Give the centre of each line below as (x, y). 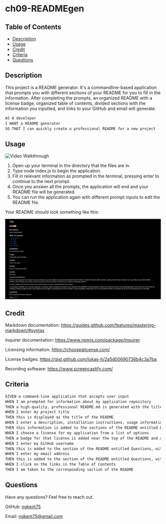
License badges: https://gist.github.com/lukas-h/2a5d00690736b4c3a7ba (81, 359)
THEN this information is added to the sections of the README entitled (82, 428)
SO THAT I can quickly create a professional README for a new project (80, 129)
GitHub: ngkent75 (23, 507)
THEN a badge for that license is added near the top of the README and (82, 438)
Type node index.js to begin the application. (57, 171)
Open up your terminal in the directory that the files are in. (71, 166)
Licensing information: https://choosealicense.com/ (58, 349)
